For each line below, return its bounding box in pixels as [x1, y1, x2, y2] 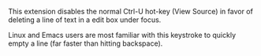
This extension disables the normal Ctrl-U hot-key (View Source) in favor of [8, 7, 254, 16]
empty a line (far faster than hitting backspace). [8, 39, 163, 48]
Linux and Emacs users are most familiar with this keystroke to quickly [8, 31, 237, 39]
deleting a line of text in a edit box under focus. [8, 15, 162, 24]
